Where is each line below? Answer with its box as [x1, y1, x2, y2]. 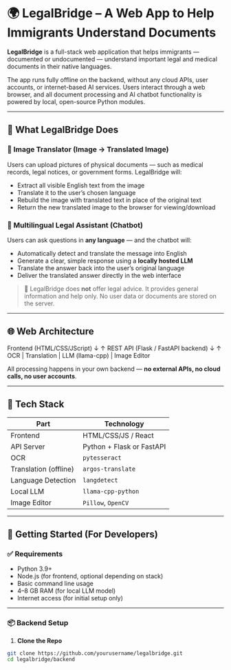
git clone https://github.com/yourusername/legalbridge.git [7, 649, 184, 657]
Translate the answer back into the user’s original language [16, 263, 185, 272]
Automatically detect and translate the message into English [16, 249, 187, 257]
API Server [10, 442, 45, 451]
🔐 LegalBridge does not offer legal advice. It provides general [23, 284, 199, 293]
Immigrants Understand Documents [7, 25, 217, 41]
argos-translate [82, 465, 136, 473]
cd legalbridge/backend [7, 656, 76, 663]
